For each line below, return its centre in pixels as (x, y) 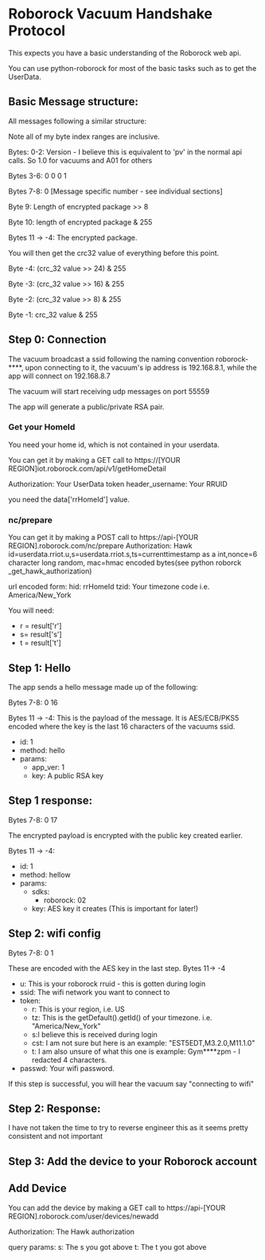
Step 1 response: (51, 801)
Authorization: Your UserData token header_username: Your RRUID (118, 483)
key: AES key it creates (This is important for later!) (115, 908)
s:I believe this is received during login (94, 1034)
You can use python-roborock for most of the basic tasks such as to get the (132, 68)
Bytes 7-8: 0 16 (33, 702)
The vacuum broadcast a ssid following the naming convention (111, 358)
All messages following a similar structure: (78, 121)
